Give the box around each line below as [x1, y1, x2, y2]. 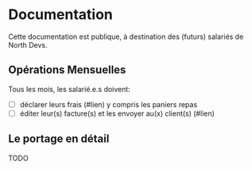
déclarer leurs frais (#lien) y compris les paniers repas [19, 99, 198, 109]
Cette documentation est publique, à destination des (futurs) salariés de [8, 32, 244, 41]
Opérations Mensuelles [8, 63, 126, 77]
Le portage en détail [8, 133, 110, 146]
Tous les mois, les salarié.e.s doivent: [8, 84, 131, 94]
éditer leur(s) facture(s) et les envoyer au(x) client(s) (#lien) [19, 109, 215, 118]
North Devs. [8, 40, 48, 49]
